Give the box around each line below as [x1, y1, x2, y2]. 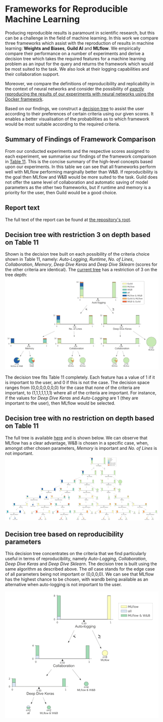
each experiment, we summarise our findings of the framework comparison [5, 153, 157, 159]
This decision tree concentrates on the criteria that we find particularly [5, 551, 146, 556]
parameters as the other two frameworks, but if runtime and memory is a [5, 184, 151, 190]
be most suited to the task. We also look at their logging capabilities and [5, 66, 149, 72]
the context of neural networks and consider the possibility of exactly [5, 86, 145, 92]
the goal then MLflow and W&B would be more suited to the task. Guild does [5, 174, 158, 180]
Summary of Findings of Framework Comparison [5, 135, 156, 144]
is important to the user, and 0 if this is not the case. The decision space [5, 380, 150, 386]
